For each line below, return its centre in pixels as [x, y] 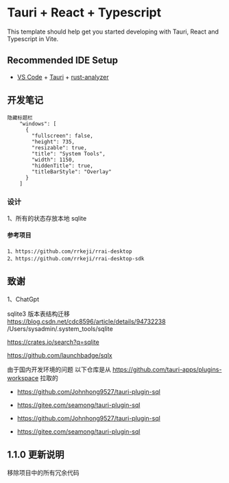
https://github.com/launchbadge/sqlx [60, 355]
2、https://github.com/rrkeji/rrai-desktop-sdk [76, 259]
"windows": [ [38, 124]
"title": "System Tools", [69, 153]
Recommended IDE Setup [63, 61]
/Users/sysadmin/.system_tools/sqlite [60, 329]
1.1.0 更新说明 [36, 455]
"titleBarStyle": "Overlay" [72, 172]
